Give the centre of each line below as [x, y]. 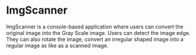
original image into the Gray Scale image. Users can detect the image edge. [98, 33]
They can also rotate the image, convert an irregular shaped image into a [95, 39]
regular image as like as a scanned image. [57, 46]
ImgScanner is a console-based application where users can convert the [95, 27]
